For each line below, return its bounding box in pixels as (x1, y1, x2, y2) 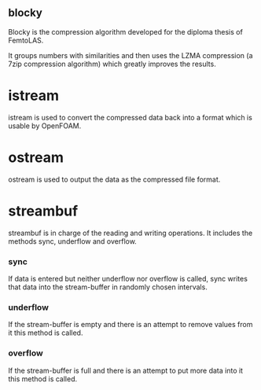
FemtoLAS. (8, 35, 44, 45)
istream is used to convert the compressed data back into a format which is (8, 112, 253, 122)
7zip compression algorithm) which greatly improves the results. (8, 59, 216, 68)
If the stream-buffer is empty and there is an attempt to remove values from (8, 320, 253, 329)
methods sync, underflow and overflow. (8, 236, 138, 246)
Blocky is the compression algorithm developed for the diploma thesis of (8, 27, 244, 36)
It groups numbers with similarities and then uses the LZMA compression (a (8, 50, 253, 60)
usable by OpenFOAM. (8, 121, 82, 131)
